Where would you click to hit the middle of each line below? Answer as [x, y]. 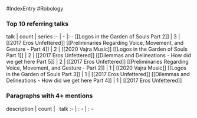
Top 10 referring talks [37, 24]
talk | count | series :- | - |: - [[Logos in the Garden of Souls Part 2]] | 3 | [93, 37]
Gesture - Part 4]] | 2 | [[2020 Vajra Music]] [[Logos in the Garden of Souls [97, 49]
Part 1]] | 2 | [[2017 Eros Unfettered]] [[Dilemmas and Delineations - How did [99, 55]
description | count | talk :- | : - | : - [50, 109]
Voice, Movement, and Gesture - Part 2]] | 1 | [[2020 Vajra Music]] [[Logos [96, 68]
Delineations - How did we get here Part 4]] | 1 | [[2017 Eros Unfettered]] [94, 81]
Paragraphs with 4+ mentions [50, 96]
